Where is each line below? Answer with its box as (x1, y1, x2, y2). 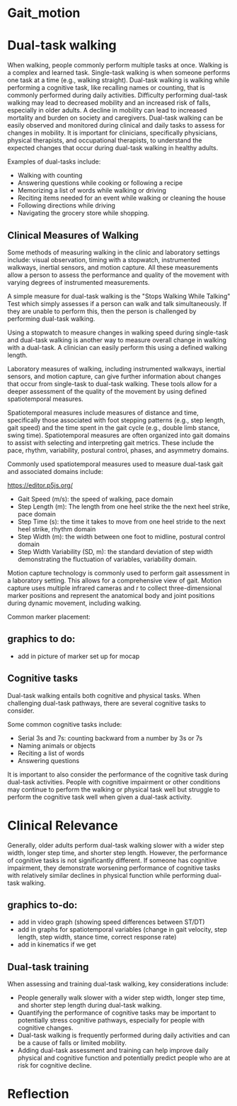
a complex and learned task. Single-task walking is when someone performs (7, 69, 231, 77)
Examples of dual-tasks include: (7, 157, 101, 166)
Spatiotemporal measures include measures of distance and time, (7, 408, 200, 417)
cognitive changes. (17, 1024, 74, 1032)
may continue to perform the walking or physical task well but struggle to (7, 785, 221, 794)
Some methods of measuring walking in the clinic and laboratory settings (7, 248, 221, 256)
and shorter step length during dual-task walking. (17, 1001, 162, 1010)
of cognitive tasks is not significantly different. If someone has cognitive (7, 856, 217, 864)
